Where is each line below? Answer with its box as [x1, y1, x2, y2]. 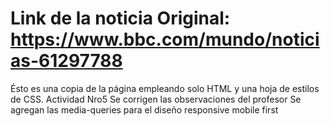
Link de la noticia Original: [10, 7, 231, 30]
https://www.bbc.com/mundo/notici [10, 28, 320, 51]
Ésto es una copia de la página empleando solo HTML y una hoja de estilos [10, 82, 320, 94]
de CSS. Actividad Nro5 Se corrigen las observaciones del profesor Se [10, 93, 302, 105]
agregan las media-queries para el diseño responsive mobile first [10, 103, 279, 116]
